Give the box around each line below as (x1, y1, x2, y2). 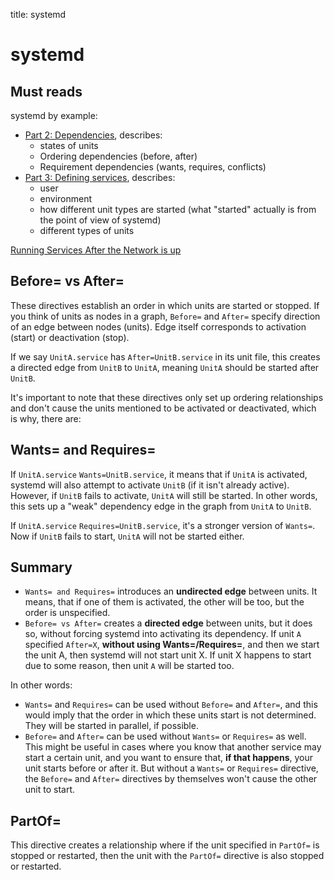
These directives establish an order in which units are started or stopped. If (10, 299, 320, 311)
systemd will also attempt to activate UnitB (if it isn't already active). (10, 479, 290, 491)
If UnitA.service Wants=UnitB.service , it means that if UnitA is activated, (10, 468, 308, 480)
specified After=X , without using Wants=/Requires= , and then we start (24, 639, 320, 651)
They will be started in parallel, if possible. (24, 720, 199, 732)
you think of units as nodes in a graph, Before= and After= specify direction (10, 310, 321, 322)
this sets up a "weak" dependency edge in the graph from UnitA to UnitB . (10, 500, 312, 512)
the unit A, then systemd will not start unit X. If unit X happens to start (24, 649, 312, 661)
